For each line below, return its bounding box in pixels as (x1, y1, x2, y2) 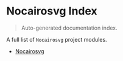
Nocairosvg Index (6, 4, 97, 18)
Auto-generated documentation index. (21, 24, 118, 31)
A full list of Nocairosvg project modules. (6, 36, 108, 43)
